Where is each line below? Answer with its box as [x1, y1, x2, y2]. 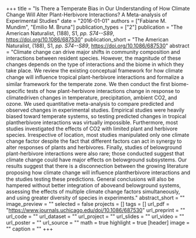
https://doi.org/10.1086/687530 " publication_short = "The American [6, 36, 169, 43]
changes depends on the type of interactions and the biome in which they [6, 61, 184, 68]
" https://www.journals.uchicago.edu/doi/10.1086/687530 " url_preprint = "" [6, 207, 185, 213]
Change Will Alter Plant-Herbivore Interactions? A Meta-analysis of [6, 11, 167, 18]
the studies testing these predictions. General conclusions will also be [6, 175, 174, 182]
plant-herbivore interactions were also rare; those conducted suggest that [6, 150, 184, 157]
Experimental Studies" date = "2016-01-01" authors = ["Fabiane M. [6, 18, 167, 24]
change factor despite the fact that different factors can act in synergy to [6, 137, 183, 144]
